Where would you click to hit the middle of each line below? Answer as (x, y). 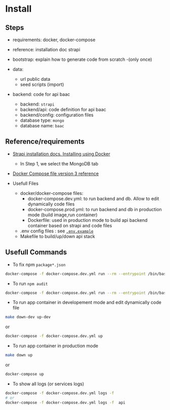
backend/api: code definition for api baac (63, 109)
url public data (35, 79)
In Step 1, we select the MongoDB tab (59, 163)
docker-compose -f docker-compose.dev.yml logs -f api (65, 402)
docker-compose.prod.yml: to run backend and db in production (95, 209)
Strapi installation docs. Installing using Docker (61, 154)
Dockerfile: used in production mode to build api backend (88, 220)
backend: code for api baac (41, 94)
